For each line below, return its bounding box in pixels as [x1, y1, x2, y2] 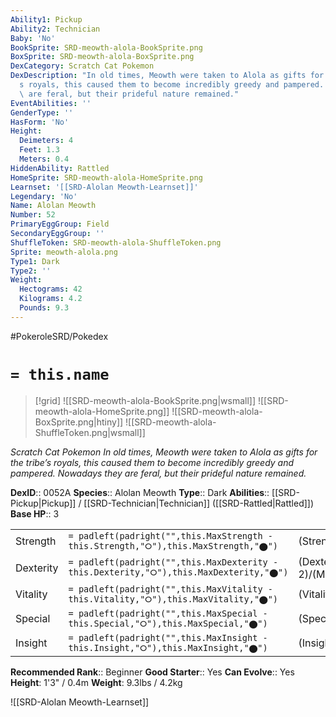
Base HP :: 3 [10, 507, 60, 520]
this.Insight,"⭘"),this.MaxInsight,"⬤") [68, 642, 268, 653]
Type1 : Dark [10, 256, 60, 266]
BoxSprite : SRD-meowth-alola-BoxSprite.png [10, 52, 195, 62]
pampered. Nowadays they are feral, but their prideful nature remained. [10, 467, 307, 479]
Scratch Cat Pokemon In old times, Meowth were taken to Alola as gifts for [10, 446, 318, 458]
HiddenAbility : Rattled [10, 163, 110, 173]
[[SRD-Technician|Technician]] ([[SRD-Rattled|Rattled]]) [83, 497, 315, 509]
